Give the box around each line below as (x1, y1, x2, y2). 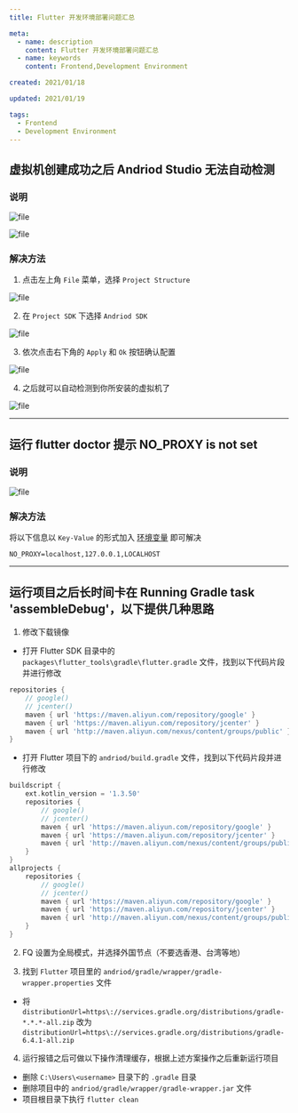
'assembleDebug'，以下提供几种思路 (9, 601, 215, 616)
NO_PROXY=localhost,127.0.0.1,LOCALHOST (9, 550, 161, 559)
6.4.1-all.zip (21, 1036, 74, 1045)
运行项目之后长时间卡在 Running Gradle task (9, 584, 255, 600)
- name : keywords (17, 54, 82, 63)
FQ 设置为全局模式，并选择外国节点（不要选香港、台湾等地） (21, 947, 246, 957)
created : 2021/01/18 (9, 78, 86, 87)
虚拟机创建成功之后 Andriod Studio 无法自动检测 (9, 162, 275, 177)
